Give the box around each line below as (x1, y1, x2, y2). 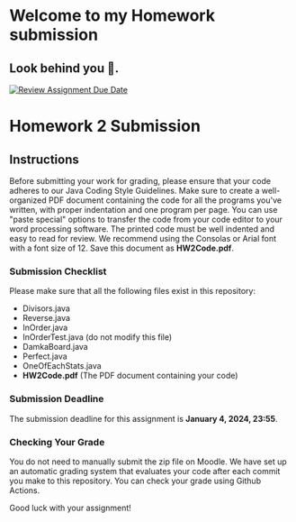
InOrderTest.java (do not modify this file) (22, 332, 173, 343)
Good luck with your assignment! (9, 502, 132, 513)
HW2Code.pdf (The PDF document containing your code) (22, 371, 238, 381)
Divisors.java (22, 303, 70, 314)
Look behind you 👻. (9, 60, 120, 76)
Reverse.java (22, 313, 70, 324)
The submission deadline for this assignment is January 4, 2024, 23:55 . (9, 413, 278, 424)
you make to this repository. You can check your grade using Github (9, 475, 262, 486)
